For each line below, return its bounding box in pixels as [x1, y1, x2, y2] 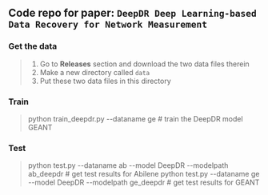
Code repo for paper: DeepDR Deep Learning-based [8, 6, 258, 20]
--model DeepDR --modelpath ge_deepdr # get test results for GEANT [27, 177, 260, 187]
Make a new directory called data [39, 67, 150, 77]
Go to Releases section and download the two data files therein [39, 59, 250, 69]
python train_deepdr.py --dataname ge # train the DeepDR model [27, 113, 243, 123]
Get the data [8, 41, 58, 52]
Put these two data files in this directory [39, 76, 172, 86]
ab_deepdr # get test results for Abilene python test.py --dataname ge [27, 169, 260, 179]
